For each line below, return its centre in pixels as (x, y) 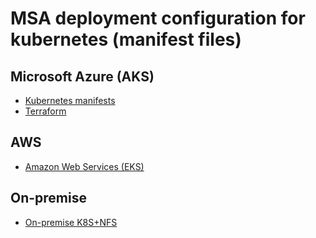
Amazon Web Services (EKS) (84, 166)
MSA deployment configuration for (158, 18)
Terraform (45, 111)
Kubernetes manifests (70, 100)
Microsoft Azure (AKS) (82, 76)
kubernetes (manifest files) (126, 39)
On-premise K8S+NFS (71, 222)
